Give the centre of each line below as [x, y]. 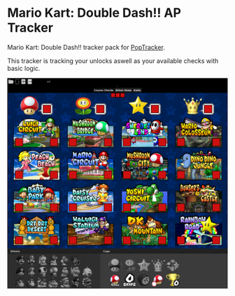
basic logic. [24, 68]
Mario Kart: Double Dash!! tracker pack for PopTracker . [86, 47]
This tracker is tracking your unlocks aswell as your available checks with [113, 60]
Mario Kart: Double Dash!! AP [94, 13]
